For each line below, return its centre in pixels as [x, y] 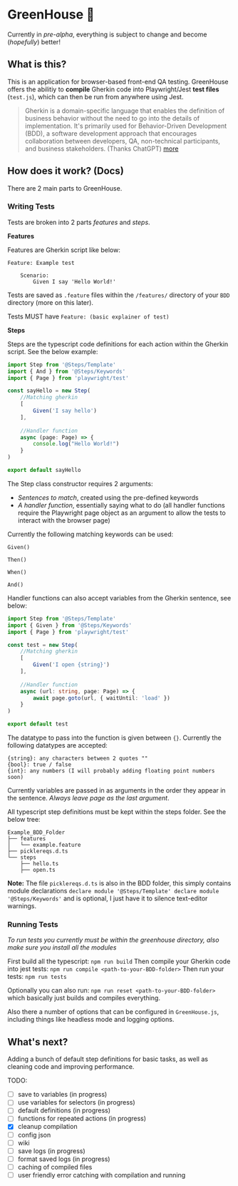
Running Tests [33, 925]
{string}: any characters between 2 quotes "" [78, 759]
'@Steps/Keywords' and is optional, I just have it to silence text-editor [108, 898]
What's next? [38, 1042]
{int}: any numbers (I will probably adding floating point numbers [111, 771]
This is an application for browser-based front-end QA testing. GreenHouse [118, 81]
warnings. [22, 906]
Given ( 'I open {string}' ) [72, 665]
